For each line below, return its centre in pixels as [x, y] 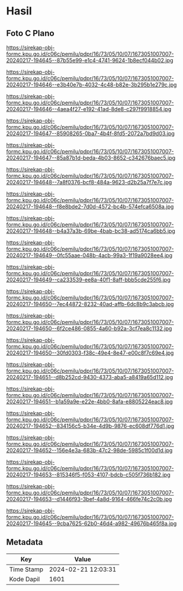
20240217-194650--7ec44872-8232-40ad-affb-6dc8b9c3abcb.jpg [90, 304]
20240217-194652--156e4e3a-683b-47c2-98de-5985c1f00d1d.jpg [89, 450]
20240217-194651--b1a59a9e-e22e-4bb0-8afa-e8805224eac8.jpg [89, 401]
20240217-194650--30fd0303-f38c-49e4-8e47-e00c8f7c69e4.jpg [90, 353]
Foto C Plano [30, 33]
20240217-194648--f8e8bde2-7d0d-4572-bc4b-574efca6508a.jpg [90, 206]
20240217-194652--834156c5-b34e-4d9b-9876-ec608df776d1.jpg [90, 426]
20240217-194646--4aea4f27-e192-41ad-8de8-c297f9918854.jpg [89, 109]
